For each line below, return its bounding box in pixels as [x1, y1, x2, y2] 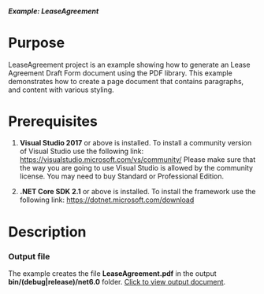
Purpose [8, 34, 65, 51]
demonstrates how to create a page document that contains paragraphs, [8, 76, 244, 86]
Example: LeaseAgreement [8, 6, 99, 16]
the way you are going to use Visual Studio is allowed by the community [19, 164, 254, 173]
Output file [8, 251, 50, 262]
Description [8, 222, 87, 241]
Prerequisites [8, 112, 99, 130]
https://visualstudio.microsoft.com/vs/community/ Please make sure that [19, 155, 256, 164]
